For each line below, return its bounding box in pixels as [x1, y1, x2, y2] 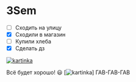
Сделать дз [15, 45, 45, 52]
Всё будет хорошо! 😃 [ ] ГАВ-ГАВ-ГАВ [6, 69, 130, 76]
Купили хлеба [15, 38, 52, 45]
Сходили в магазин [15, 31, 66, 38]
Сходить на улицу [15, 24, 62, 31]
